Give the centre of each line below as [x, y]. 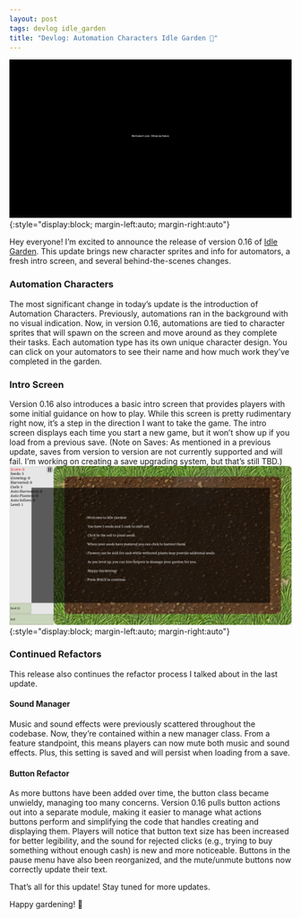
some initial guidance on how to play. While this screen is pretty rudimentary [150, 413]
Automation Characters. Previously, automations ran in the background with [149, 313]
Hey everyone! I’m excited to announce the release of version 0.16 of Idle [143, 242]
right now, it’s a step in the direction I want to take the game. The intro [138, 423]
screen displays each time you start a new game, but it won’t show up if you [150, 432]
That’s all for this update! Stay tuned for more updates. [110, 887]
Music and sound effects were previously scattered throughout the [133, 724]
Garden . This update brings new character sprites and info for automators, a [150, 252]
